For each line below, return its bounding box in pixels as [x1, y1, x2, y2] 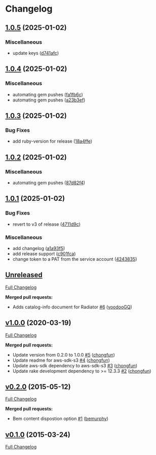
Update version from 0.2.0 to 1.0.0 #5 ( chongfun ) [12, 352, 115, 358]
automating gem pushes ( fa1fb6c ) [12, 91, 84, 97]
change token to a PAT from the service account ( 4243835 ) [12, 256, 137, 262]
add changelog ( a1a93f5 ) [12, 245, 65, 251]
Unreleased [5, 271, 43, 279]
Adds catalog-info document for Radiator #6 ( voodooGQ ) [12, 304, 133, 310]
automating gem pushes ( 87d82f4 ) [12, 180, 85, 186]
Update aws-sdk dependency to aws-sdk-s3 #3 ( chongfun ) [12, 362, 138, 368]
